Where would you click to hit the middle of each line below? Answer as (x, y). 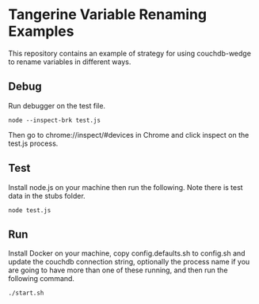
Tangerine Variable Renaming (108, 15)
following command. (42, 279)
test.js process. (33, 143)
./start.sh (26, 293)
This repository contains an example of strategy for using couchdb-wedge (130, 53)
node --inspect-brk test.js (55, 120)
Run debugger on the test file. (57, 105)
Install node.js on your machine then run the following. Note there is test (126, 187)
